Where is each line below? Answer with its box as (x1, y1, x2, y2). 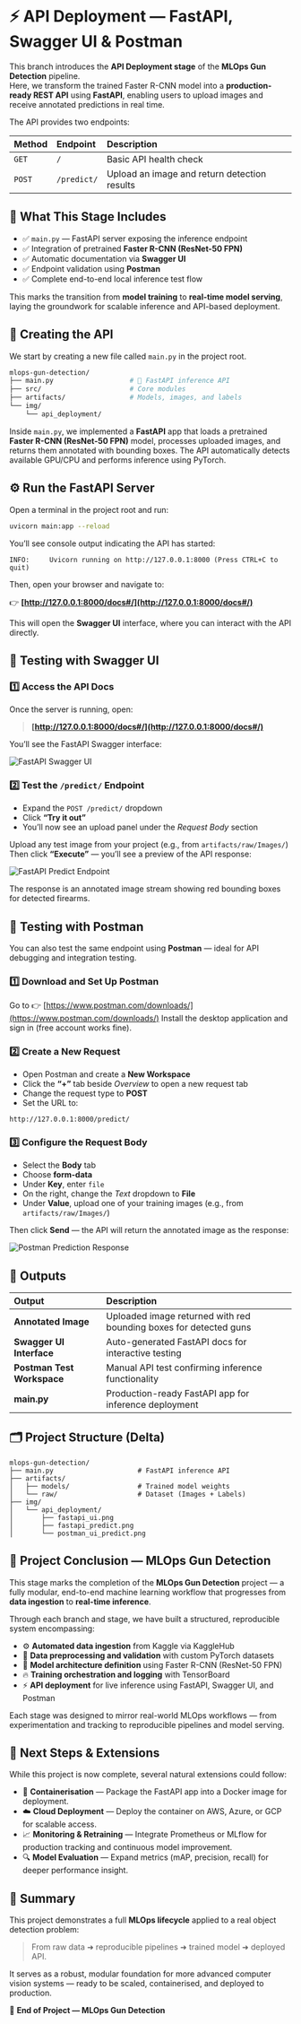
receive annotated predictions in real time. (9, 99, 166, 109)
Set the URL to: (21, 1097, 79, 1108)
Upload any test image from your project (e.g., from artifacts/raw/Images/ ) (9, 839, 289, 850)
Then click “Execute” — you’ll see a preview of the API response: (9, 848, 253, 860)
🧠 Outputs (9, 1268, 67, 1283)
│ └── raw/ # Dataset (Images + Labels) (9, 1490, 246, 1498)
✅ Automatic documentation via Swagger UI (21, 253, 186, 264)
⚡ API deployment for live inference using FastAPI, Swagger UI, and (21, 1680, 274, 1690)
